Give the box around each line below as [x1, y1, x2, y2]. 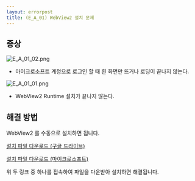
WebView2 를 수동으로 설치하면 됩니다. [6, 129, 100, 137]
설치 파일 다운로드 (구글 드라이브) [6, 143, 85, 150]
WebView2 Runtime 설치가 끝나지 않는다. [15, 93, 115, 100]
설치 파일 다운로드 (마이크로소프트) [6, 155, 89, 163]
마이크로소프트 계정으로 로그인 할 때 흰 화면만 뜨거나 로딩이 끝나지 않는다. [15, 68, 190, 75]
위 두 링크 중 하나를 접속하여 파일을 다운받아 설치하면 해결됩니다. [6, 168, 160, 176]
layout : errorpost [6, 9, 53, 15]
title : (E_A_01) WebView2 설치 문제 [6, 15, 94, 21]
